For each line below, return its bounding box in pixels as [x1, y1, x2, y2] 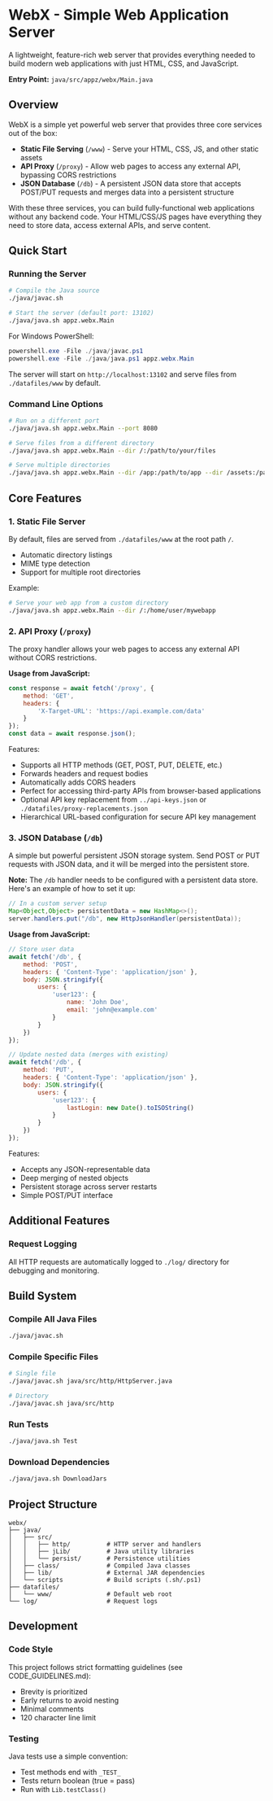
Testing [8, 1733, 39, 1744]
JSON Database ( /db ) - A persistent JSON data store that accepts [19, 178, 241, 188]
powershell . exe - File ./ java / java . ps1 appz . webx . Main [8, 354, 195, 363]
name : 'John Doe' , [66, 999, 129, 1007]
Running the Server [8, 269, 87, 280]
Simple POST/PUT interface [19, 1190, 114, 1200]
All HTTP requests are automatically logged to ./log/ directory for [8, 1257, 230, 1266]
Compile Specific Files [8, 1351, 99, 1362]
